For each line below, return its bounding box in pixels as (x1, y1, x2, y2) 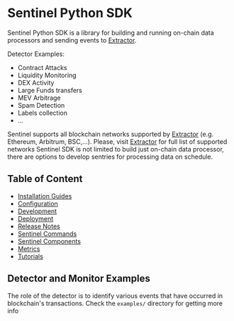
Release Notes (17, 222, 60, 230)
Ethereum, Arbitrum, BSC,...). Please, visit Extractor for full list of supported (7, 137, 228, 146)
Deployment (17, 214, 54, 223)
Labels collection (17, 108, 67, 117)
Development (17, 207, 57, 215)
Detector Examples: (7, 50, 65, 58)
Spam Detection (17, 101, 65, 109)
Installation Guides (17, 191, 72, 200)
